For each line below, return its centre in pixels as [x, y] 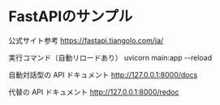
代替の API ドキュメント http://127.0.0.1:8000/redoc [94, 92]
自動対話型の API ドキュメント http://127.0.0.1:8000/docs [103, 74]
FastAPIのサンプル [71, 17]
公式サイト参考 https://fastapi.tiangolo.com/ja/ [86, 40]
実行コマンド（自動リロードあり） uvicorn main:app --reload [110, 57]
